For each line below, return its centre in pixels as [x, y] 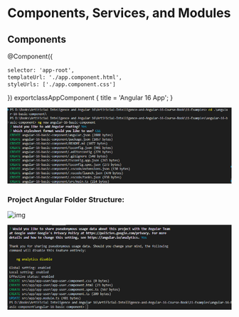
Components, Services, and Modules [119, 13]
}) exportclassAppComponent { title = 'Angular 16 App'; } [90, 98]
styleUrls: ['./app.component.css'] [62, 85]
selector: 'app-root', [41, 70]
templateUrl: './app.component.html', [65, 77]
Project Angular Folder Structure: [66, 200]
